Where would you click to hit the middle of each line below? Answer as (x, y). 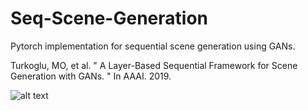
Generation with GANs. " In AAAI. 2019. (91, 76)
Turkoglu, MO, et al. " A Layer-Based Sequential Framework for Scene (154, 65)
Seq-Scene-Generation (109, 18)
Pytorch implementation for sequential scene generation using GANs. (153, 46)
